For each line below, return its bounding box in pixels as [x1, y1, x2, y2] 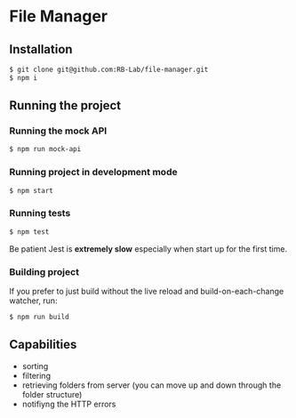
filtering [21, 370, 52, 381]
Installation [9, 42, 73, 57]
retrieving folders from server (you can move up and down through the [21, 380, 282, 390]
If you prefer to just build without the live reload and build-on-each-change [9, 285, 284, 296]
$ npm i [9, 73, 38, 82]
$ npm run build [9, 312, 69, 321]
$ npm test [9, 227, 50, 237]
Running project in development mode [9, 166, 178, 179]
